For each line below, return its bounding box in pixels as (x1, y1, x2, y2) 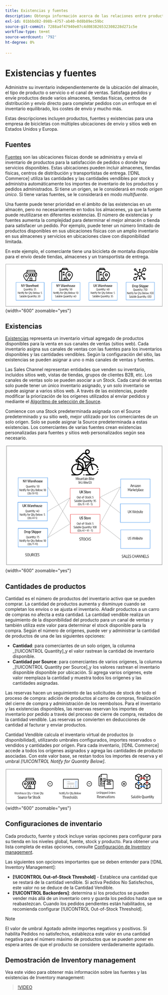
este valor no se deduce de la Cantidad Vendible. (12, 884, 114, 890)
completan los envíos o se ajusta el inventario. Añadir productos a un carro (5, 606, 159, 612)
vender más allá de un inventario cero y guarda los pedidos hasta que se (12, 895, 162, 901)
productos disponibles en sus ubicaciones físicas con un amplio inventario (5, 228, 159, 234)
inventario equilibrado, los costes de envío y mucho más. (5, 106, 122, 112)
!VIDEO (17, 984, 32, 990)
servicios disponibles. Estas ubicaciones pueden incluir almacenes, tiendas (5, 164, 160, 170)
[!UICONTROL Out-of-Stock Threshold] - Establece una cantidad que (12, 874, 157, 880)
